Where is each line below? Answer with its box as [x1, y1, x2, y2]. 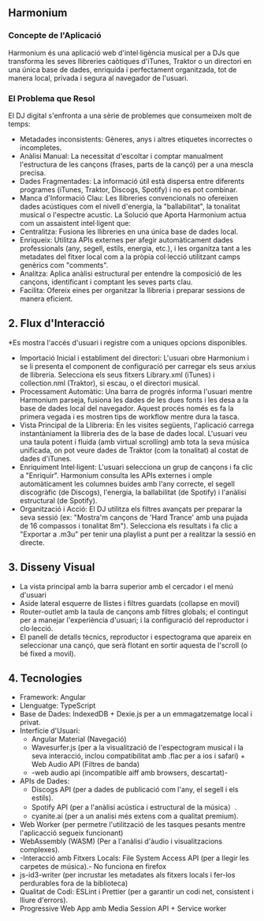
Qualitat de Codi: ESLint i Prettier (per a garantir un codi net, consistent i [19, 887, 254, 897]
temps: [8, 118, 31, 129]
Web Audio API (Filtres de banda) [31, 760, 140, 769]
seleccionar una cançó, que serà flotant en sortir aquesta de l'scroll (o [19, 640, 248, 650]
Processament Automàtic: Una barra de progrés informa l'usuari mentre [19, 386, 253, 396]
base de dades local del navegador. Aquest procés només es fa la [19, 403, 234, 413]
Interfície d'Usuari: [19, 726, 80, 735]
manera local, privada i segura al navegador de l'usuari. [8, 73, 189, 82]
